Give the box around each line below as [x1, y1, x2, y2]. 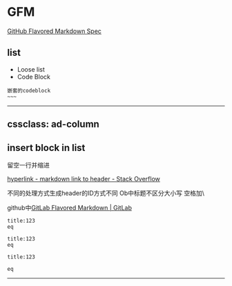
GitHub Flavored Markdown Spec [7, 27, 102, 35]
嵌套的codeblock [7, 87, 51, 94]
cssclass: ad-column [7, 119, 100, 130]
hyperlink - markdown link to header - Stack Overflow [7, 174, 161, 183]
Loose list [17, 65, 45, 73]
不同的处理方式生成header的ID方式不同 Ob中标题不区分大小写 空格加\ [7, 189, 205, 197]
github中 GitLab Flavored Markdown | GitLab [7, 203, 133, 212]
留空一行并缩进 [7, 161, 50, 169]
